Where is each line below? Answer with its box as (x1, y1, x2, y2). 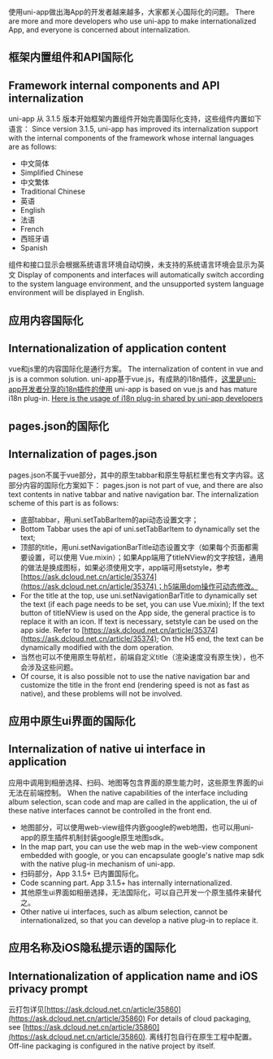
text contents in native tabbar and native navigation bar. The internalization (8, 489, 259, 499)
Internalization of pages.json (8, 447, 158, 461)
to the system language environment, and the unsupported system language (8, 279, 264, 289)
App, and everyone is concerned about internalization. (8, 25, 191, 34)
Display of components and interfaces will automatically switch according (17, 270, 264, 280)
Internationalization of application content (8, 341, 227, 355)
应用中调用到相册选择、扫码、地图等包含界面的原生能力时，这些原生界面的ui (8, 778, 264, 787)
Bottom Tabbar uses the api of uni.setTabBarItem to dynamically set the (19, 524, 260, 534)
